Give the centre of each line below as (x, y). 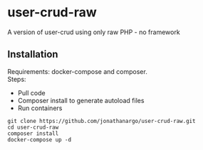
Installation (33, 54)
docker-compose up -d (40, 139)
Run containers (40, 108)
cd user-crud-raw (33, 127)
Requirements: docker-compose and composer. (77, 71)
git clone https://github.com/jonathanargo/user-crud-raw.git (101, 121)
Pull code (31, 92)
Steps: (17, 79)
